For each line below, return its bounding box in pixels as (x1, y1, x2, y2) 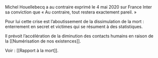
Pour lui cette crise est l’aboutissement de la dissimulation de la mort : (5, 19, 144, 24)
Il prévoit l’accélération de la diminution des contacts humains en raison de (5, 33, 154, 39)
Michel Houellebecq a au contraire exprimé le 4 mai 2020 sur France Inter (5, 4, 152, 10)
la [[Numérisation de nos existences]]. (5, 38, 81, 44)
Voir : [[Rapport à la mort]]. (5, 48, 59, 53)
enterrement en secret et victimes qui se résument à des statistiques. (5, 24, 143, 29)
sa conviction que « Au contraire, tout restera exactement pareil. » (5, 9, 137, 15)
